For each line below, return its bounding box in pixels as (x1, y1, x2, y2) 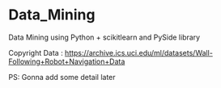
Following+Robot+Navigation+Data (8, 57, 125, 66)
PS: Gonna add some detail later (8, 72, 116, 82)
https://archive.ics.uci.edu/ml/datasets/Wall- (64, 48, 213, 57)
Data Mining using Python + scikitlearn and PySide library (8, 32, 201, 42)
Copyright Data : (8, 48, 63, 57)
